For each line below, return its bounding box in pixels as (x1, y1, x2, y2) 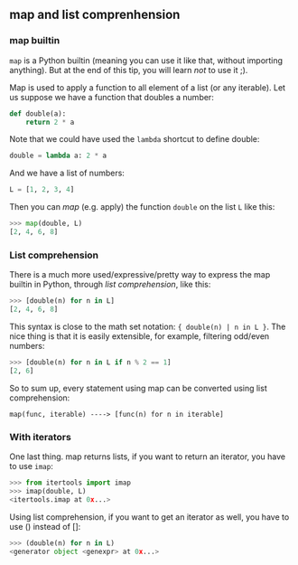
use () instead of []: (9, 521, 81, 532)
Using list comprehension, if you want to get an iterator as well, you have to (9, 511, 290, 523)
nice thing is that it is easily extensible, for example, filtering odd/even (9, 330, 270, 342)
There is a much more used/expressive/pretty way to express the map (9, 269, 271, 280)
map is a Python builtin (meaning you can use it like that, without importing (9, 54, 283, 66)
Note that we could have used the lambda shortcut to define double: (9, 134, 260, 145)
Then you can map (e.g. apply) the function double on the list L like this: (9, 202, 275, 212)
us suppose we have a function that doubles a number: (9, 91, 214, 102)
